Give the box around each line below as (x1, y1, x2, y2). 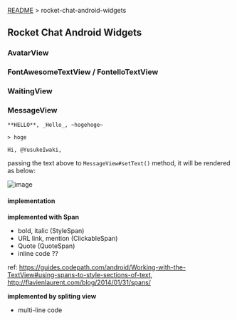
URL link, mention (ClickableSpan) (17, 234, 118, 242)
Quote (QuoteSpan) (17, 242, 75, 250)
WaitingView (7, 86, 53, 96)
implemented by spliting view (7, 291, 97, 300)
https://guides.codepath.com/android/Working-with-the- (19, 263, 186, 272)
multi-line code (17, 306, 63, 314)
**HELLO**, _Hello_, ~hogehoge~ (7, 121, 103, 129)
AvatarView (7, 48, 49, 58)
